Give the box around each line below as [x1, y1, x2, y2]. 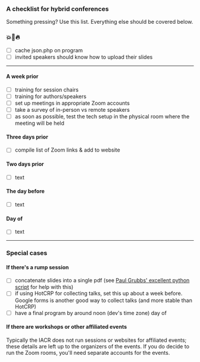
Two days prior [6, 160, 45, 168]
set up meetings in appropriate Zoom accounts [14, 100, 130, 107]
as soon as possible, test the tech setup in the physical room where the [14, 113, 190, 120]
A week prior [6, 73, 39, 80]
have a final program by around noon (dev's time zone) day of [14, 309, 167, 316]
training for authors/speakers [14, 93, 87, 100]
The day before [6, 188, 45, 195]
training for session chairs [14, 86, 79, 93]
